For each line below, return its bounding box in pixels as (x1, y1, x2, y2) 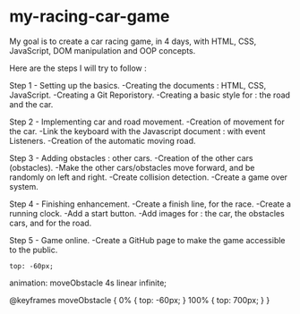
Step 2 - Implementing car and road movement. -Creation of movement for (9, 116, 285, 127)
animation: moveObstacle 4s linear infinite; (9, 277, 167, 288)
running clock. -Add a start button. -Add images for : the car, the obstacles (9, 208, 285, 218)
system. (9, 181, 39, 191)
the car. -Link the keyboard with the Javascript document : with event (9, 125, 266, 136)
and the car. (9, 98, 54, 109)
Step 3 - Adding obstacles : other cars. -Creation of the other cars (9, 152, 253, 163)
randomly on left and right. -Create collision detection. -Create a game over (9, 172, 288, 182)
